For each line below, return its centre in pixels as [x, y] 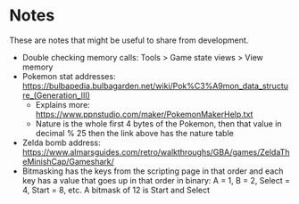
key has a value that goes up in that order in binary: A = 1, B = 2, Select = [156, 180]
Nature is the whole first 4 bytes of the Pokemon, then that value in [159, 123]
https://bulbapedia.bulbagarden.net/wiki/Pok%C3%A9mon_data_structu [155, 86]
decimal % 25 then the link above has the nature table [134, 133]
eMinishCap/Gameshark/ [68, 161]
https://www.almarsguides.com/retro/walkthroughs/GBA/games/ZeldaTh [156, 151]
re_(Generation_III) [56, 95]
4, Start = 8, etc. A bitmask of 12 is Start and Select [116, 190]
